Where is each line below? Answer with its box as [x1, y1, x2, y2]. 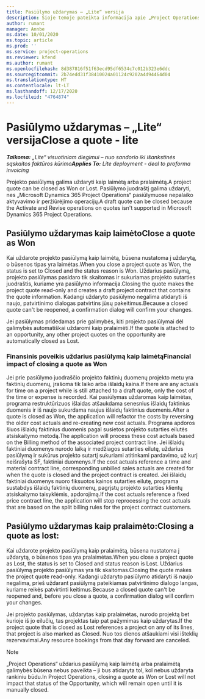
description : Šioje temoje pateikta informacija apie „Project [6, 15, 171, 21]
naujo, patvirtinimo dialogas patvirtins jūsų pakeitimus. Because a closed [6, 299, 188, 307]
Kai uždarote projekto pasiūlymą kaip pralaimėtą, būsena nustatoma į [6, 547, 180, 554]
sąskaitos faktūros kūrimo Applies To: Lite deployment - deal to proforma [6, 160, 191, 167]
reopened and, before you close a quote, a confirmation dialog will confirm [6, 592, 194, 600]
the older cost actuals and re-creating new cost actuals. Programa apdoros [6, 419, 195, 426]
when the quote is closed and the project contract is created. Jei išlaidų [6, 471, 186, 478]
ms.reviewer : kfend [6, 54, 56, 60]
